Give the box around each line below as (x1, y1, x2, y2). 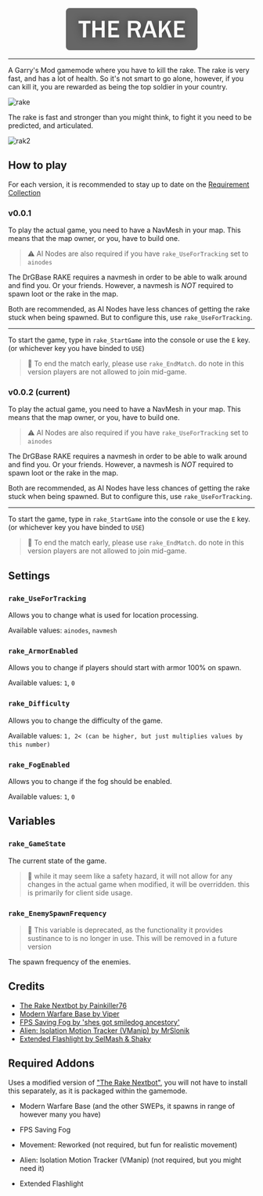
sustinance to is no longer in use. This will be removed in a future (27, 933, 237, 943)
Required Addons (8, 1057, 95, 1070)
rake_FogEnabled (8, 760, 70, 769)
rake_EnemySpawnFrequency (8, 909, 107, 917)
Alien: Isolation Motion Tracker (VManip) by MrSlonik (19, 1026, 190, 1035)
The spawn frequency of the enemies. (8, 957, 131, 966)
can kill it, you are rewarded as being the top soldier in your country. (8, 82, 228, 91)
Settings (8, 569, 51, 582)
